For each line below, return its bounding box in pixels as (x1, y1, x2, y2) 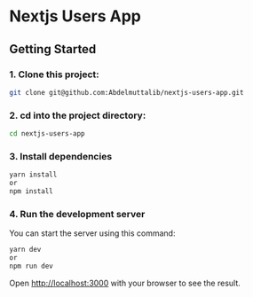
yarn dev (9, 246, 42, 254)
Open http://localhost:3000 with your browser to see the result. (9, 277, 241, 288)
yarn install (9, 170, 58, 179)
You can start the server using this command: (9, 228, 176, 238)
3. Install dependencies (9, 150, 113, 162)
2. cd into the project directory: (9, 109, 146, 121)
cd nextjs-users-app (9, 129, 86, 138)
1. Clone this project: (9, 68, 99, 81)
